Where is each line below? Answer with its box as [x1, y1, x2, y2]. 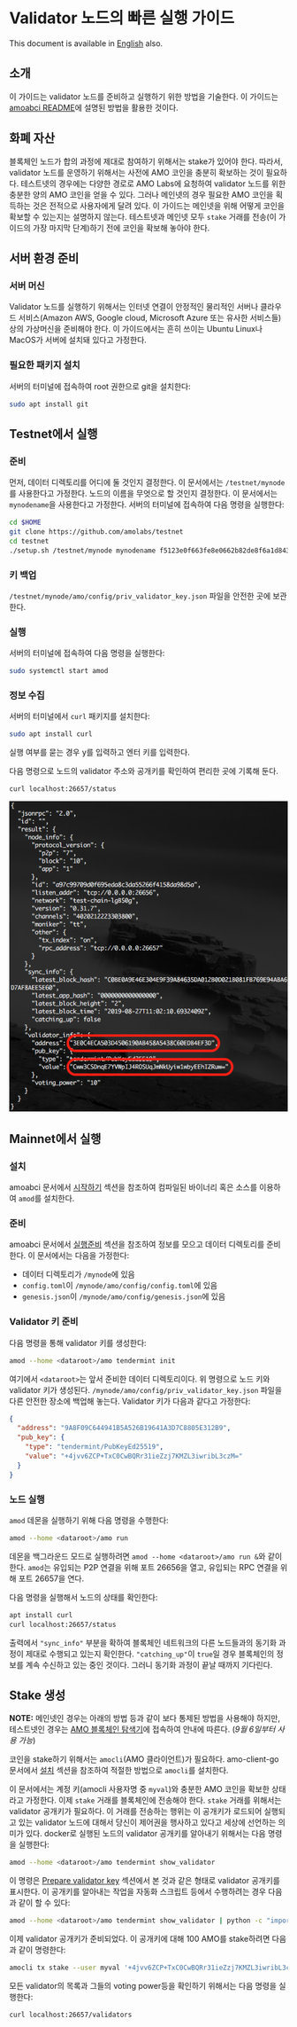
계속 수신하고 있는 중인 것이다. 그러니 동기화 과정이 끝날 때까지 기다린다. [25, 1659, 273, 1670]
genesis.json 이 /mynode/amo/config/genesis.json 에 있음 [21, 1291, 226, 1302]
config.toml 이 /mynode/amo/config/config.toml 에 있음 [21, 1280, 218, 1291]
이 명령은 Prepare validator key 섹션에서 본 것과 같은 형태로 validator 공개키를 [9, 1875, 280, 1886]
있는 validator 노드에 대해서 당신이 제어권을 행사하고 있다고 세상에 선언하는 [18, 1817, 277, 1827]
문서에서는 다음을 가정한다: [36, 1250, 130, 1261]
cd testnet [9, 536, 49, 545]
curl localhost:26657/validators [9, 2010, 133, 2020]
